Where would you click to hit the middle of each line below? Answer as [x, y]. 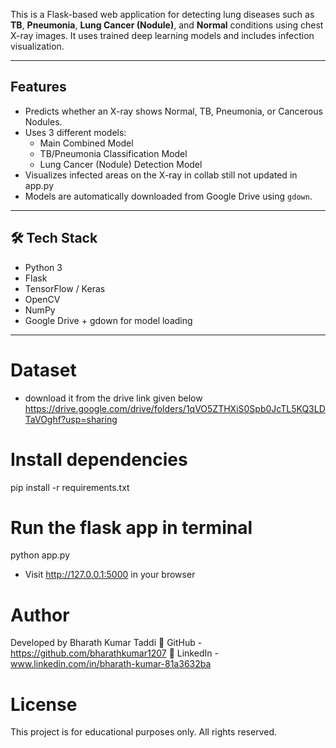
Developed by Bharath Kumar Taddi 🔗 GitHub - [106, 643]
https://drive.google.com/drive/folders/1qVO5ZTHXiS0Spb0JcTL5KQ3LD [175, 408]
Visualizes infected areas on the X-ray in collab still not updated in [161, 175]
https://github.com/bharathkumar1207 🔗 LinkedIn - [114, 653]
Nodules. [43, 121]
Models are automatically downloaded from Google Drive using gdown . [168, 196]
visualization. [37, 46]
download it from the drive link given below [113, 398]
